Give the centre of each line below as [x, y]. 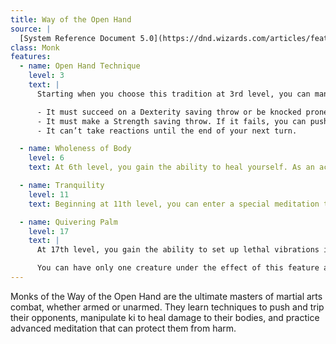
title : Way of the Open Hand [71, 19]
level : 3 [46, 76]
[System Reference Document [78, 38]
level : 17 [49, 231]
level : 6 [46, 158]
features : [31, 57]
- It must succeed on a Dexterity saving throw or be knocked [169, 112]
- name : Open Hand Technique [80, 66]
